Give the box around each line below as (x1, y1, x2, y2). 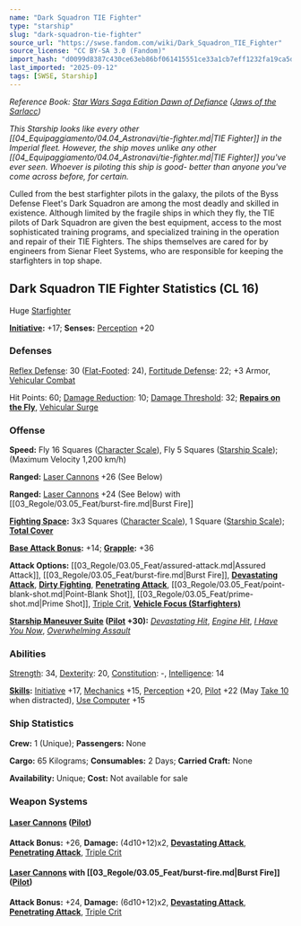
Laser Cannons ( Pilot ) (9, 817, 92, 828)
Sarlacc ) (9, 105, 42, 117)
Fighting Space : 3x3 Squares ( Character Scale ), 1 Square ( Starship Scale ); (9, 516, 285, 526)
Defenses (9, 345, 52, 357)
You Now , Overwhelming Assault (9, 625, 132, 636)
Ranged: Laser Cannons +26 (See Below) (9, 472, 163, 482)
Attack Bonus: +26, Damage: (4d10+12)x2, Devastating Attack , (9, 837, 246, 848)
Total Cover (9, 525, 54, 536)
